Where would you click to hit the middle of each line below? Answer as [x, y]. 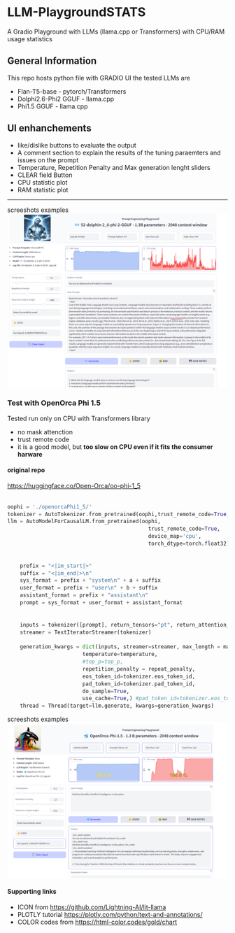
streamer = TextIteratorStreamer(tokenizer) [86, 632]
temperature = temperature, [120, 655]
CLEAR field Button [45, 175]
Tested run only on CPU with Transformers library [79, 418]
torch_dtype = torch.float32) [189, 543]
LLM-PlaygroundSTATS [77, 12]
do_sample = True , [106, 691]
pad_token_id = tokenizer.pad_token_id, [139, 684]
